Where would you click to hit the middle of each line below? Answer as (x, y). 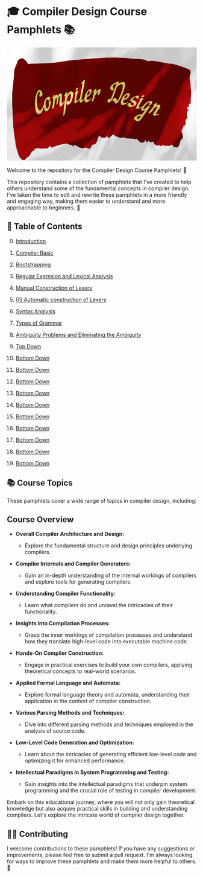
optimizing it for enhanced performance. (75, 761)
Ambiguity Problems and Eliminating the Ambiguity (78, 334)
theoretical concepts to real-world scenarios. (80, 671)
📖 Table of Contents (45, 227)
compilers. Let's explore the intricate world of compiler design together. (96, 815)
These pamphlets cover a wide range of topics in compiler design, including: (102, 500)
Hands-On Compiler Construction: (60, 653)
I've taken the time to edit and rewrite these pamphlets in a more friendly (97, 194)
